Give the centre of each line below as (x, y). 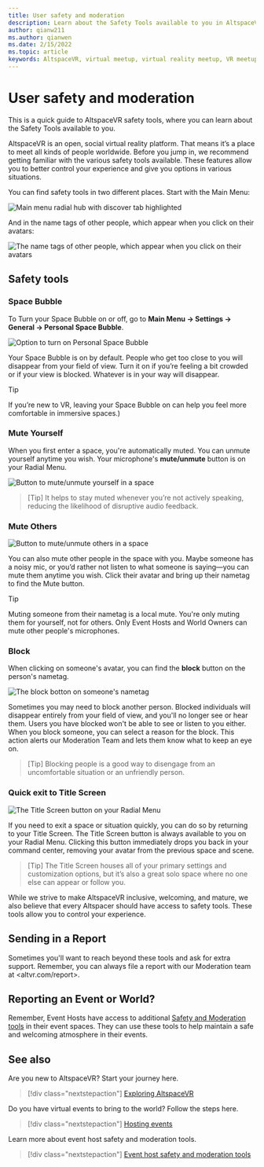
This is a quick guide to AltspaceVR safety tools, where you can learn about (130, 119)
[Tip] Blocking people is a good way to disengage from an (121, 764)
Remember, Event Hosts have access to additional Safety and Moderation (127, 1018)
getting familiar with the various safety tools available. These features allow (130, 160)
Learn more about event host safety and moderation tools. (102, 1139)
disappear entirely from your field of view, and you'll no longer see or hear (128, 715)
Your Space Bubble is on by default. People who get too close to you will (126, 358)
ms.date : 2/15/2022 (40, 45)
